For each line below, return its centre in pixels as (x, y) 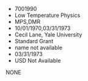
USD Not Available (38, 61)
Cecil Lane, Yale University (48, 35)
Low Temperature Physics (47, 15)
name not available (38, 48)
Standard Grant (34, 41)
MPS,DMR (28, 22)
